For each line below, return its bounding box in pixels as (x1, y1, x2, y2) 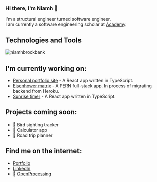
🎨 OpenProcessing (12, 171, 52, 177)
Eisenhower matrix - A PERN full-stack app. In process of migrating (12, 83, 152, 89)
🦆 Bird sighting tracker (12, 121, 59, 128)
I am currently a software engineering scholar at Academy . (5, 21, 127, 27)
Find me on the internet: (5, 147, 82, 155)
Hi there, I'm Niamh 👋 (5, 5, 58, 12)
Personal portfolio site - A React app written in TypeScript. (12, 77, 134, 83)
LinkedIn (12, 165, 31, 171)
